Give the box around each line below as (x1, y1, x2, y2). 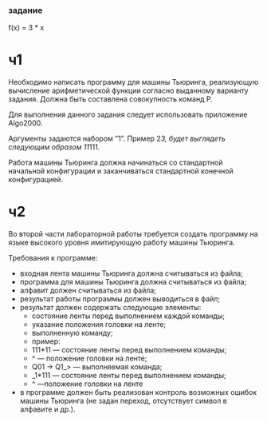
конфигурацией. (8, 175, 64, 185)
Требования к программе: (8, 253, 98, 263)
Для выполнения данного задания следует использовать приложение (8, 109, 248, 120)
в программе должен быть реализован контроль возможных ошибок (19, 388, 257, 397)
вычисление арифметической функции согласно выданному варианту (8, 86, 249, 96)
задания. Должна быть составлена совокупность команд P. (8, 94, 213, 104)
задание (8, 5, 43, 16)
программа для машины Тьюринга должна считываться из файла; (19, 277, 247, 287)
